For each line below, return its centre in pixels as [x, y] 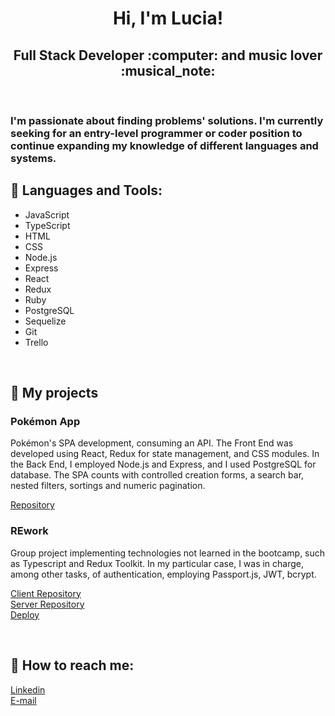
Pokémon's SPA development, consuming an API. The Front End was [152, 443]
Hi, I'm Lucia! [168, 18]
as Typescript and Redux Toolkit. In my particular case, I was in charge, [157, 563]
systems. [33, 158]
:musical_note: [168, 70]
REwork [29, 531]
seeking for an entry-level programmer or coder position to [156, 133]
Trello [36, 342]
